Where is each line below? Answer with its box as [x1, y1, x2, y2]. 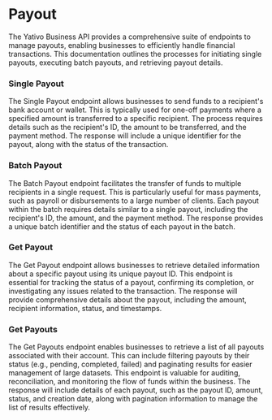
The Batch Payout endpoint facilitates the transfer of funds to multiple [8, 178, 242, 188]
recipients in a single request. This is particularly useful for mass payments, [8, 187, 261, 197]
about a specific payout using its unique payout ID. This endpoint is [8, 269, 233, 279]
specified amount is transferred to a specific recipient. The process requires [8, 114, 264, 123]
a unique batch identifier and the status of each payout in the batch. [8, 221, 235, 232]
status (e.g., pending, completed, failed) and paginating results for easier [8, 359, 253, 370]
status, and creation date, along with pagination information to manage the [8, 394, 258, 404]
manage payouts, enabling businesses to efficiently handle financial [8, 40, 235, 50]
